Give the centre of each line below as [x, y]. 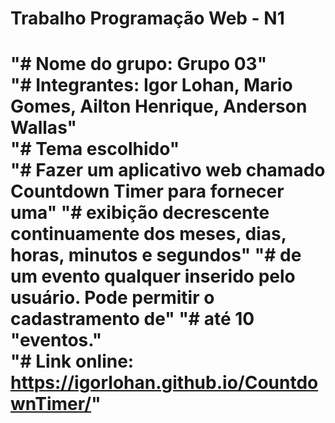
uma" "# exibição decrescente [140, 213]
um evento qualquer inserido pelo [153, 276]
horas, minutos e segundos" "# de [156, 255]
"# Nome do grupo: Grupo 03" [139, 64]
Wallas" [44, 128]
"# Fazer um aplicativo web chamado [168, 170]
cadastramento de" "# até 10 [132, 319]
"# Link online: [72, 361]
